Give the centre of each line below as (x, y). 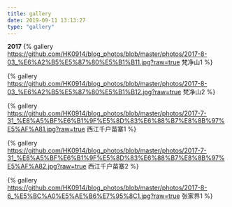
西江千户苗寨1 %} (111, 129)
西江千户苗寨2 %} (114, 166)
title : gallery (29, 14)
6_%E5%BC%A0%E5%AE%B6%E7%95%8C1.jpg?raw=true (94, 196)
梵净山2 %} (199, 92)
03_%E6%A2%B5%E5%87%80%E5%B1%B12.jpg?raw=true (94, 92)
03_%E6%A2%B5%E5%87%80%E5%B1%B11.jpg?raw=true (94, 62)
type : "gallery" (31, 27)
